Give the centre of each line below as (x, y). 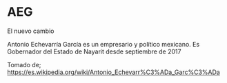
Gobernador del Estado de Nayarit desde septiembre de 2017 (94, 51)
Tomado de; (24, 64)
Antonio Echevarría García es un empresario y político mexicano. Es (103, 44)
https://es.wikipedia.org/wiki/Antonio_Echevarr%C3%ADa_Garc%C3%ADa (114, 72)
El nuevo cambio (31, 31)
